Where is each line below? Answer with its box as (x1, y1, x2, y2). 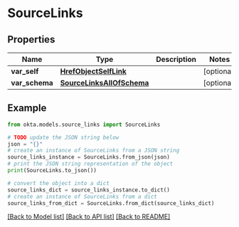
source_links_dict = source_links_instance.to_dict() (7, 186, 171, 194)
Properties (7, 33, 55, 46)
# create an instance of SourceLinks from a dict (7, 193, 158, 200)
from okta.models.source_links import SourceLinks (7, 121, 161, 128)
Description (156, 55, 197, 64)
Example (7, 102, 47, 115)
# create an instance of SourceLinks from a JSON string (7, 147, 180, 154)
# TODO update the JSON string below (7, 134, 119, 141)
